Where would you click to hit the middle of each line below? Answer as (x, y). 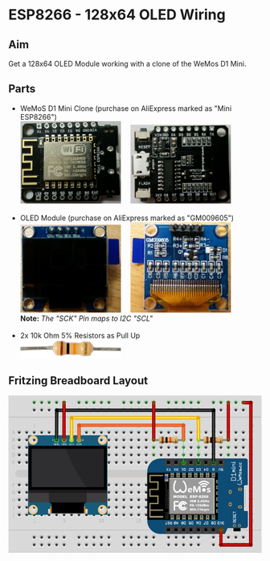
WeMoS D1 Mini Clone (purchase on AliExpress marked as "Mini (126, 108)
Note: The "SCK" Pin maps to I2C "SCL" (86, 318)
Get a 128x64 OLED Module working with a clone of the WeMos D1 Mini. (127, 63)
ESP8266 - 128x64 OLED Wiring (117, 15)
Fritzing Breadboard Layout (78, 381)
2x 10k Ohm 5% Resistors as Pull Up (80, 336)
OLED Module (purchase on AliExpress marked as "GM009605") (127, 218)
